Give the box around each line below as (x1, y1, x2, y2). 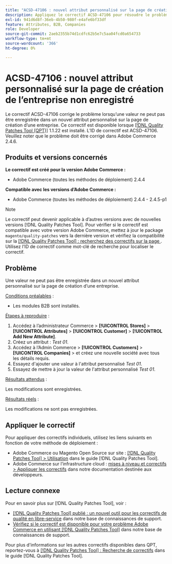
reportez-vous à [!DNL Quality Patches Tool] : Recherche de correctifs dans (5, 547, 165, 553)
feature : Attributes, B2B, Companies (5, 22, 86, 27)
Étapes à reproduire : (5, 313, 50, 319)
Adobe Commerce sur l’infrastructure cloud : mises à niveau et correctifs (12, 461, 167, 467)
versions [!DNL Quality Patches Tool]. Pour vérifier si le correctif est (5, 221, 148, 228)
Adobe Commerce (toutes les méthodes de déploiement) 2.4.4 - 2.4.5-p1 (12, 196, 167, 203)
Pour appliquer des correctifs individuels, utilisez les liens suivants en (5, 434, 152, 440)
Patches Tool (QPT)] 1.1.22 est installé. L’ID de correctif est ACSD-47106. (5, 127, 159, 133)
